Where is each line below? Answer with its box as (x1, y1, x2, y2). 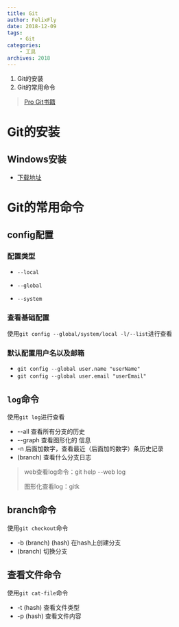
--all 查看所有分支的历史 (16, 427, 86, 436)
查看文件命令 (7, 569, 62, 581)
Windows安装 (7, 154, 67, 166)
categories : (7, 42, 41, 49)
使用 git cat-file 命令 (7, 589, 69, 597)
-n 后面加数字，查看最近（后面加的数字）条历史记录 (16, 444, 164, 453)
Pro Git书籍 (23, 98, 56, 106)
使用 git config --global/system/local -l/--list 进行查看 (7, 329, 173, 337)
